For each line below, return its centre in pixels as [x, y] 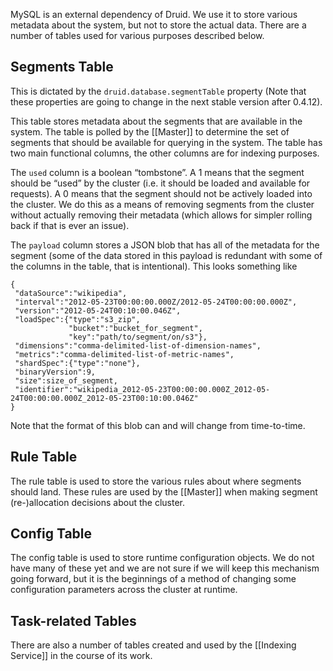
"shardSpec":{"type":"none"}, [77, 363]
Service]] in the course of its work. [81, 656]
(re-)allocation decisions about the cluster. [98, 502]
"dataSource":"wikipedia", [71, 293]
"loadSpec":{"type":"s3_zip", [77, 319]
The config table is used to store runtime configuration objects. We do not [162, 558]
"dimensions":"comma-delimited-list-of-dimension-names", [138, 345]
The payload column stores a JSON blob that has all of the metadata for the [165, 245]
